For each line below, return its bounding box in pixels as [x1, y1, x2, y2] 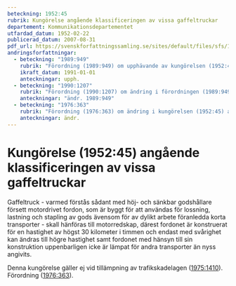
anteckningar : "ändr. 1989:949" [20, 95, 114, 102]
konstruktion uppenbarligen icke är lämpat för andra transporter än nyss [7, 243, 216, 251]
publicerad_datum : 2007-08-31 [7, 36, 96, 43]
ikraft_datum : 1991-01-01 [20, 69, 96, 76]
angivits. [7, 250, 32, 258]
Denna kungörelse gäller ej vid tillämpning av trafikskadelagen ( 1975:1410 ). [7, 264, 223, 272]
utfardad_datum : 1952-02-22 [7, 29, 90, 37]
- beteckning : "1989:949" [13, 56, 90, 63]
